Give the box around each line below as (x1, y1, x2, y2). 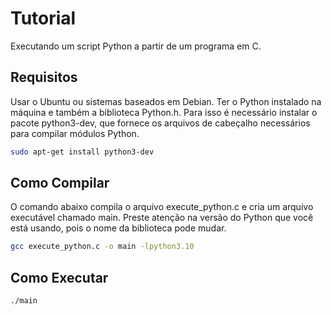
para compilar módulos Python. (10, 127, 140, 139)
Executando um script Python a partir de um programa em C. (10, 40, 262, 52)
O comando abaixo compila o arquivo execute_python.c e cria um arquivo (10, 201, 314, 213)
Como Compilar (10, 175, 110, 192)
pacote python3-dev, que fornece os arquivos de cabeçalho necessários (10, 117, 311, 129)
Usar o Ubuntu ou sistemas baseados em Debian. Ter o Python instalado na (10, 95, 322, 107)
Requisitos (10, 69, 78, 86)
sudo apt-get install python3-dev (10, 147, 155, 157)
